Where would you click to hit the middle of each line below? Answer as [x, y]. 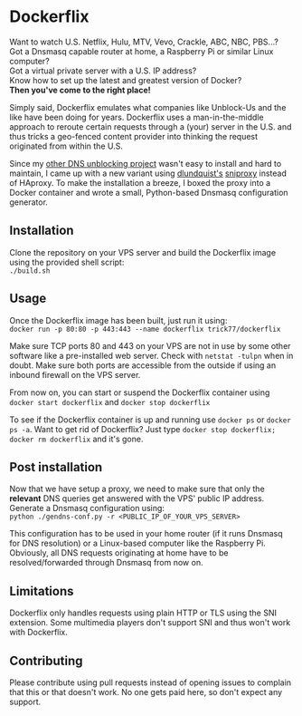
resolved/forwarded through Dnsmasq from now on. [106, 563]
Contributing [46, 660]
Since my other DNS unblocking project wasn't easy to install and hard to [146, 163]
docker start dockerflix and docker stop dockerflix [110, 402]
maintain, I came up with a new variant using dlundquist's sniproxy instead [148, 173]
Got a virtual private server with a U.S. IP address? [103, 71]
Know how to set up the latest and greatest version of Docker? [126, 80]
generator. [28, 202]
